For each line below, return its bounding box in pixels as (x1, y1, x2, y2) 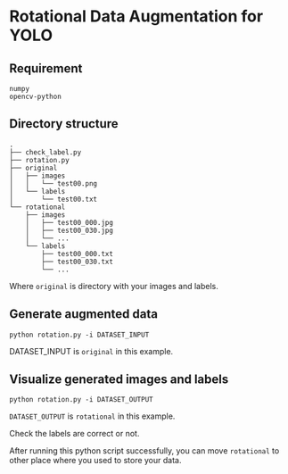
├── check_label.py (9, 147, 82, 157)
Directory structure (9, 116, 119, 131)
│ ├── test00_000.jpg (25, 218, 114, 227)
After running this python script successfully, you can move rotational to (9, 445, 280, 456)
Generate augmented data (9, 306, 159, 322)
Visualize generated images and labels (9, 372, 229, 387)
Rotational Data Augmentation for (9, 6, 264, 27)
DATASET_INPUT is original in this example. (9, 345, 174, 356)
